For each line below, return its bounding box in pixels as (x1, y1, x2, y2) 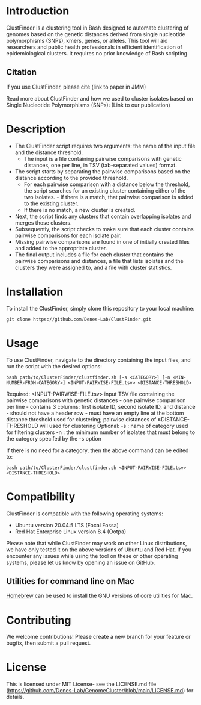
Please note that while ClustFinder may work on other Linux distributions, (6, 539, 187, 547)
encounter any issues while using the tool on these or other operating (6, 552, 178, 559)
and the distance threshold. (14, 149, 83, 156)
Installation (6, 285, 64, 299)
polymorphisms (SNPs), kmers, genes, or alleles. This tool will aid (6, 37, 168, 44)
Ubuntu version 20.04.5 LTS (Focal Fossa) (14, 521, 119, 529)
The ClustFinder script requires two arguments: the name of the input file (14, 142, 196, 149)
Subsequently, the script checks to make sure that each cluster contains (14, 225, 194, 232)
